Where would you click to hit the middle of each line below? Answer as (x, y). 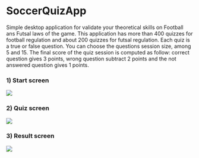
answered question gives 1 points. (48, 65)
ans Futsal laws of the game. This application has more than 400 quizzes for (99, 33)
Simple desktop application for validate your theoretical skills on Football (95, 27)
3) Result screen (30, 136)
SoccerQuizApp (46, 11)
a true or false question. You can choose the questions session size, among (99, 46)
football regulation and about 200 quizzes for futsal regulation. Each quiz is (98, 40)
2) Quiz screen (28, 108)
